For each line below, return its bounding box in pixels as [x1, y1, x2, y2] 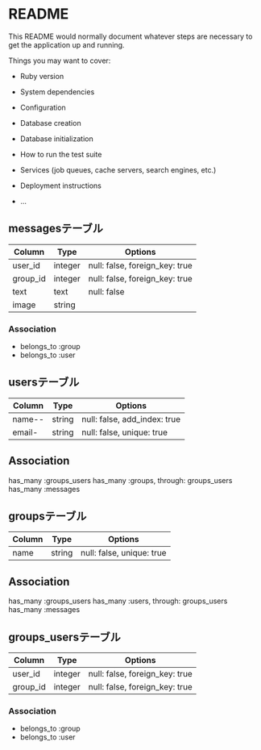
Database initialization [19, 134, 94, 144]
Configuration [19, 102, 66, 112]
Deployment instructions [19, 181, 102, 190]
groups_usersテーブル [8, 630, 121, 644]
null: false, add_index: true [81, 413, 181, 424]
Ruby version [19, 71, 64, 81]
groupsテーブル [8, 510, 87, 523]
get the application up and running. [8, 40, 125, 49]
